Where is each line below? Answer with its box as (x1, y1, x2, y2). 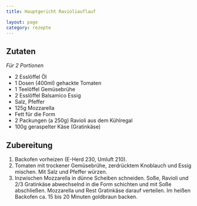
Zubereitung (6, 140, 53, 150)
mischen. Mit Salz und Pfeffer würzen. (14, 168, 108, 175)
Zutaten (6, 46, 36, 56)
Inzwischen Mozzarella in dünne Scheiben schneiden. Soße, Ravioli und (14, 174, 189, 181)
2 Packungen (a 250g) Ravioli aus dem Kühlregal (14, 117, 133, 124)
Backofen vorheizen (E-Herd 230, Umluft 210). (14, 156, 128, 163)
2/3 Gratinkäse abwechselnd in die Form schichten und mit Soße (14, 181, 172, 188)
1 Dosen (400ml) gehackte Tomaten (14, 80, 102, 87)
